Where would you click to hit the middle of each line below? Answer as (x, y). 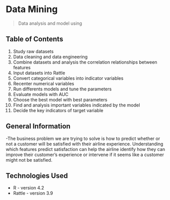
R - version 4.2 (29, 188)
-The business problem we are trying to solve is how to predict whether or (83, 138)
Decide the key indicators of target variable (58, 110)
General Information (38, 127)
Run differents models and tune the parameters (62, 89)
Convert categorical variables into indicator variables (68, 78)
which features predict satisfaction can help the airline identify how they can (86, 149)
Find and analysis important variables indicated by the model (77, 105)
